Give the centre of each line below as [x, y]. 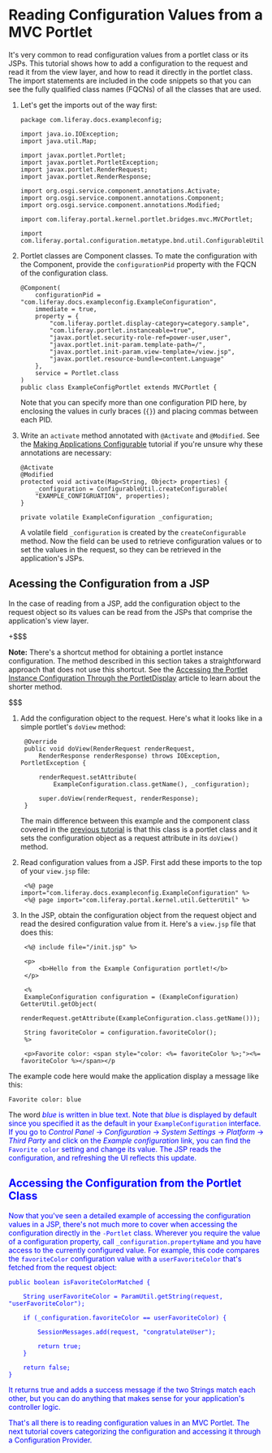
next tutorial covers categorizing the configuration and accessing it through [135, 1431]
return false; [47, 1367]
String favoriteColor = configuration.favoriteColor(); [121, 1032]
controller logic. [35, 1407]
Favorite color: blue [45, 1099]
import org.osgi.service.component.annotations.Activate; [120, 191]
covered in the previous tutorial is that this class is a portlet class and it [139, 829]
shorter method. [35, 686]
